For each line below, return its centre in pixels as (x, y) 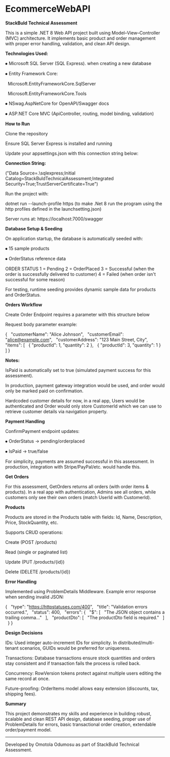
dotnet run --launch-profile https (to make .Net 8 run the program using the (84, 203)
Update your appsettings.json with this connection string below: (72, 153)
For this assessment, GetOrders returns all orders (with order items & (77, 486)
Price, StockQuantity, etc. (32, 522)
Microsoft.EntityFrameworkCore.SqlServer (52, 83)
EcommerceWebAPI (48, 9)
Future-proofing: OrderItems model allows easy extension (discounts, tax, (82, 688)
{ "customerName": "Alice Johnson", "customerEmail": (65, 334)
